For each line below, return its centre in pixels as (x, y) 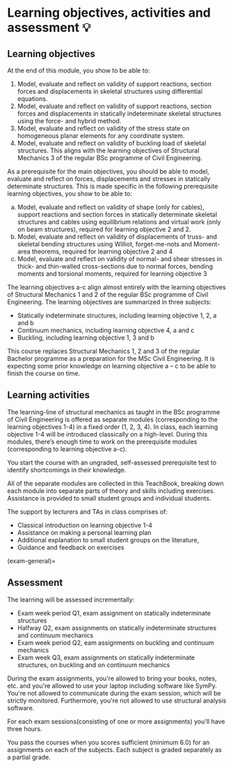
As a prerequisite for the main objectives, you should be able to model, (109, 171)
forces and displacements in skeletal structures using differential (110, 91)
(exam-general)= (32, 561)
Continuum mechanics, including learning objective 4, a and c (106, 330)
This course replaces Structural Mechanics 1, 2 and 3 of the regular (104, 351)
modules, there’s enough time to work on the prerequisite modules (102, 441)
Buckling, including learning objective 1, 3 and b (86, 338)
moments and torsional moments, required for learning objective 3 (112, 274)
